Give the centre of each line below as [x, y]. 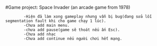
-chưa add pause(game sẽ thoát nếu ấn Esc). [72, 30]
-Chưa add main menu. [47, 25]
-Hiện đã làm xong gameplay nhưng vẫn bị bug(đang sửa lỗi [88, 17]
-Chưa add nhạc [40, 34]
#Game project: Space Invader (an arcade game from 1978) [68, 7]
